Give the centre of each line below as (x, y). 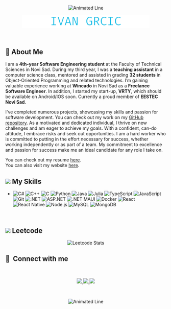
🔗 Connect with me (37, 259)
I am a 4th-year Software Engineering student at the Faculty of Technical (83, 64)
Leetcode (27, 231)
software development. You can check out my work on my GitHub (75, 117)
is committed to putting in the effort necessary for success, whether (77, 139)
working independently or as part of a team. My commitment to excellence (84, 145)
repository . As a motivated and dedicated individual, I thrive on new (76, 123)
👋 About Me (24, 52)
